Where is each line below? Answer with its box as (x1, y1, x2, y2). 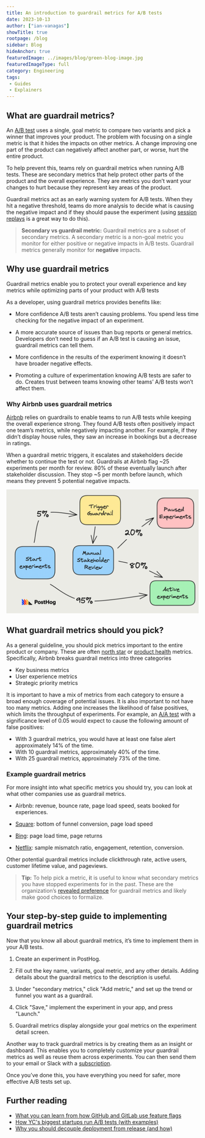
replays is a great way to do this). (6, 215, 90, 222)
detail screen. (15, 1028, 50, 1036)
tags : (6, 74, 20, 81)
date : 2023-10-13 (6, 16, 51, 23)
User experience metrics (15, 673, 77, 680)
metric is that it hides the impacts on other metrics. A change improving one (6, 139, 197, 146)
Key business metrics (15, 666, 70, 673)
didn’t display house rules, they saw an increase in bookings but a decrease (6, 433, 197, 440)
